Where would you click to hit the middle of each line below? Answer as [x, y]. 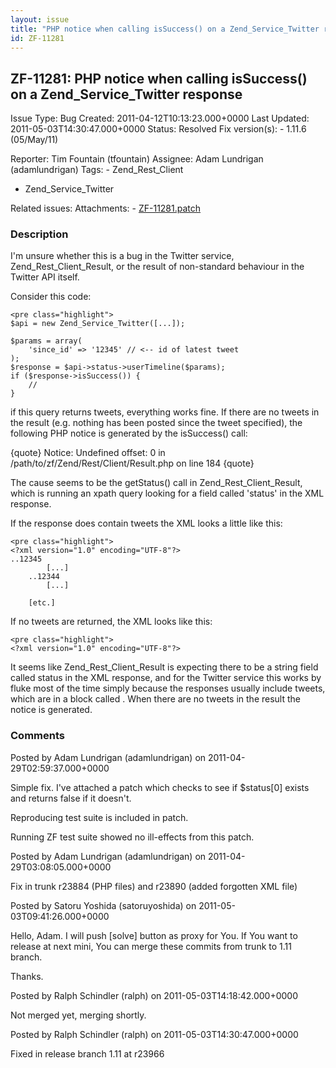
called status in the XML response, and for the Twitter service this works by [166, 678]
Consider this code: [51, 297]
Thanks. [27, 976]
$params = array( [46, 341]
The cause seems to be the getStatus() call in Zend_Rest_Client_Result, [156, 483]
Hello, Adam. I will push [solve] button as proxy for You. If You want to [154, 935]
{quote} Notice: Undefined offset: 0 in [88, 453]
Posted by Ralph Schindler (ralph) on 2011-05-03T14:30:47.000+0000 [154, 1034]
